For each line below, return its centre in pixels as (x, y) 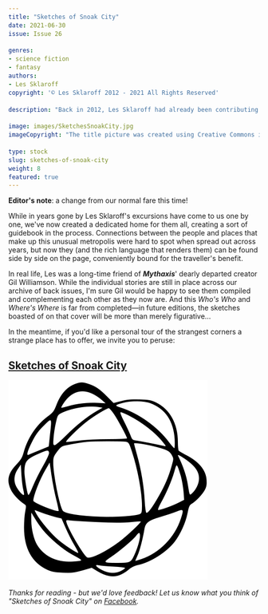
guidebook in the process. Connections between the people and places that (133, 233)
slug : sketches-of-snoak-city (59, 160)
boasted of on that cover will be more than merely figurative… (110, 316)
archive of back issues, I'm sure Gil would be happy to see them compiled (130, 291)
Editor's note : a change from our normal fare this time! (98, 200)
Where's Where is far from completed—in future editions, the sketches (124, 308)
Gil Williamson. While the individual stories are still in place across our (123, 283)
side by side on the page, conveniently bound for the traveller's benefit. (126, 259)
